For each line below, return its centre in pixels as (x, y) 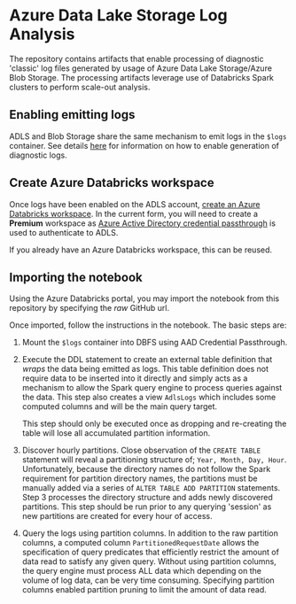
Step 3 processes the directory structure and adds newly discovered (147, 498)
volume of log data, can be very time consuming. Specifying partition (148, 580)
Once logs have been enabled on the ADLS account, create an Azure (135, 204)
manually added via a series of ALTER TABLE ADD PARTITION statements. (151, 488)
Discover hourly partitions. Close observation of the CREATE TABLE (141, 450)
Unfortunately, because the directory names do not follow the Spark (146, 469)
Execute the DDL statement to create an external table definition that (147, 360)
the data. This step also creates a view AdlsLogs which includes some (149, 397)
